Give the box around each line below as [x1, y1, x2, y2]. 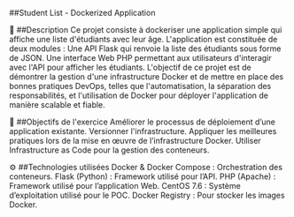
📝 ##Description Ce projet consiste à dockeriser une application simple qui [9, 25, 282, 34]
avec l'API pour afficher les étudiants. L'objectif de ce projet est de [9, 62, 251, 72]
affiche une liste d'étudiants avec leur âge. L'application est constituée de [9, 34, 278, 44]
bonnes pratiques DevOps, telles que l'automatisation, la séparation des [9, 81, 272, 91]
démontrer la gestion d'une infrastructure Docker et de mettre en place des [9, 71, 284, 82]
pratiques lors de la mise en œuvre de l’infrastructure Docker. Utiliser [9, 136, 261, 146]
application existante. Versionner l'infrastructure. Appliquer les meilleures [9, 126, 277, 136]
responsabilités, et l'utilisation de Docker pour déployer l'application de [9, 90, 268, 101]
